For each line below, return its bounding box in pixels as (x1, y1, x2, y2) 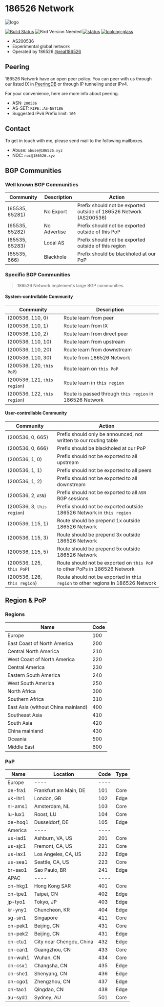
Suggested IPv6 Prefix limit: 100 (12, 110, 76, 116)
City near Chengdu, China (34, 938, 94, 945)
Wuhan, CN (34, 954, 61, 961)
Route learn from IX (63, 322, 108, 329)
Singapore (34, 914, 58, 921)
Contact (5, 124, 30, 133)
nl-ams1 (7, 803, 28, 810)
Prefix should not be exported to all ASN (57, 489, 146, 495)
